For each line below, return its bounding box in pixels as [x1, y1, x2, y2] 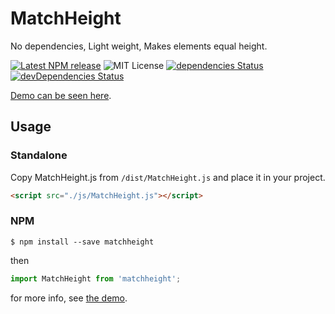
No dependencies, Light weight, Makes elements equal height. [10, 40, 268, 52]
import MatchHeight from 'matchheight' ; [10, 273, 182, 284]
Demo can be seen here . [10, 89, 112, 101]
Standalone [10, 148, 68, 162]
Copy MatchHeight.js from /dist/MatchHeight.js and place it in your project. [10, 171, 326, 183]
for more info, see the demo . [10, 292, 128, 304]
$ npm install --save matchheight [10, 237, 155, 247]
